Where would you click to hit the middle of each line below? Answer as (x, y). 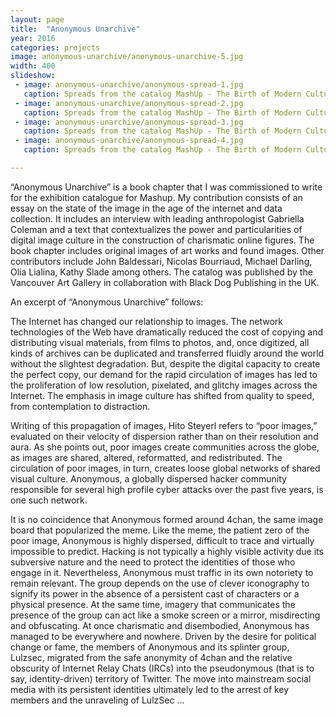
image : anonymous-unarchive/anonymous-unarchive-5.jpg (127, 57)
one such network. (49, 500)
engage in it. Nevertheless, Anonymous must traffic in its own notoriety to (162, 572)
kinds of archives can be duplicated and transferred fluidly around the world (167, 353)
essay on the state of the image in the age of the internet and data (146, 208)
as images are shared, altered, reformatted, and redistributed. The (146, 457)
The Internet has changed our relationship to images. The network (146, 321)
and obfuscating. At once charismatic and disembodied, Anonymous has (160, 625)
